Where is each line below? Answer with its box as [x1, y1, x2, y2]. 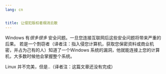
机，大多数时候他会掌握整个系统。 [5, 53, 75, 59]
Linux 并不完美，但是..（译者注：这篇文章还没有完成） [5, 64, 115, 70]
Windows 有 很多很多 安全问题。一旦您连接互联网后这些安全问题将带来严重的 [5, 35, 161, 40]
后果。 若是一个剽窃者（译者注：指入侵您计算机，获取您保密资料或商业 [5, 40, 150, 47]
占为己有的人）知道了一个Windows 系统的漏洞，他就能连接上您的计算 [18, 47, 160, 53]
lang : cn [5, 7, 23, 12]
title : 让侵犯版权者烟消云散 [5, 20, 58, 25]
